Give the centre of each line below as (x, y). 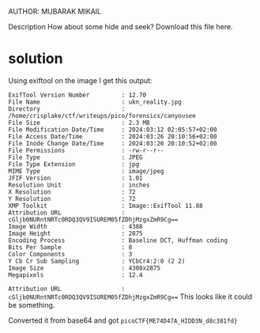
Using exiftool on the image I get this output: (80, 80)
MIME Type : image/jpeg (86, 171)
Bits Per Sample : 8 (70, 247)
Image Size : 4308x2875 (84, 268)
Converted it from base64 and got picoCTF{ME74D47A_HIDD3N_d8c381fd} (123, 320)
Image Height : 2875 (76, 233)
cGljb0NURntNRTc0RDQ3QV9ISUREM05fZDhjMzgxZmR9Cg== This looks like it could (130, 297)
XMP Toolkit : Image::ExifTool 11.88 (106, 206)
